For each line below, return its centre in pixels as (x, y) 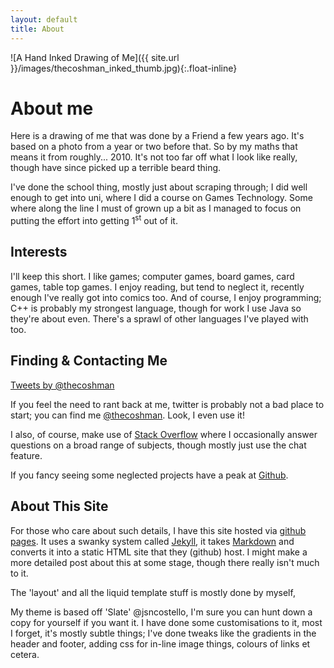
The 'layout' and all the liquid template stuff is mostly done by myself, (153, 592)
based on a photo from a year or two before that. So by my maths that (154, 147)
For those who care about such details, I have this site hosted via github (158, 530)
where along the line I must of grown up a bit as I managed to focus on (156, 208)
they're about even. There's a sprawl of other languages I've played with (159, 318)
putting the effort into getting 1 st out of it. (94, 220)
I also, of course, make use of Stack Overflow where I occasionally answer (164, 434)
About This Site (59, 506)
